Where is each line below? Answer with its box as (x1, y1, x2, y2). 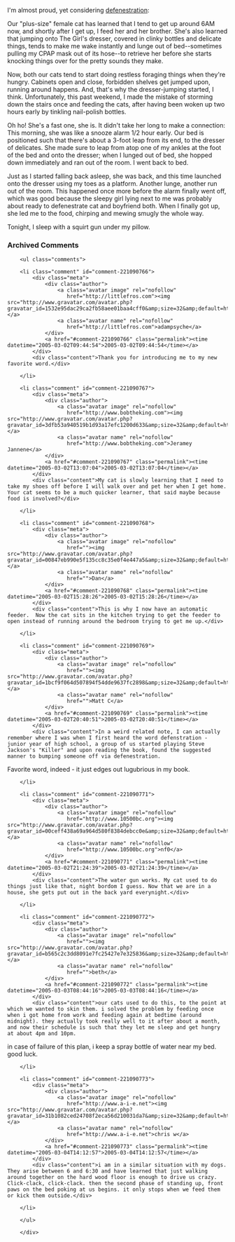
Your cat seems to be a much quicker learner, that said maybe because (7, 489, 220, 496)
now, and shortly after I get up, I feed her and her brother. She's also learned (7, 27, 228, 35)
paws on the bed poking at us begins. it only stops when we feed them (7, 1186, 220, 1194)
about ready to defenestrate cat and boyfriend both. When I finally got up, (7, 202, 220, 210)
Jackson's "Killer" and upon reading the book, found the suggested (7, 746, 211, 754)
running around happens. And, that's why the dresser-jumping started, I (7, 86, 215, 93)
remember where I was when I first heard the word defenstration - (7, 735, 208, 742)
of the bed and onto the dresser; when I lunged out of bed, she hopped (7, 151, 213, 159)
